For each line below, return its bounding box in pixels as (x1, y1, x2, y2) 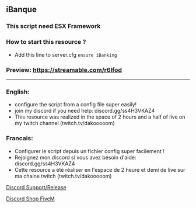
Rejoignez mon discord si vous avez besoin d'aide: (14, 154, 136, 161)
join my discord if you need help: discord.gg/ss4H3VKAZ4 (14, 108, 155, 115)
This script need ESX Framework (6, 22, 101, 30)
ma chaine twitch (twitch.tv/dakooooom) (14, 172, 112, 179)
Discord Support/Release (6, 183, 66, 190)
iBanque (6, 5, 37, 15)
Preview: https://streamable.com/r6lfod (6, 65, 123, 74)
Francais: (6, 134, 33, 143)
